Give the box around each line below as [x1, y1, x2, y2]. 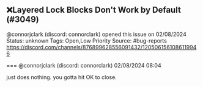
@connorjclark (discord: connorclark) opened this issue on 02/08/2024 [6, 30, 186, 38]
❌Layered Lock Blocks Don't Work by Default [6, 5, 182, 15]
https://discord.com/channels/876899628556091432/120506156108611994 [6, 43, 197, 50]
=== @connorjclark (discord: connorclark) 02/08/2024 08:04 [6, 61, 161, 69]
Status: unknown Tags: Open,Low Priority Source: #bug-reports [6, 37, 167, 44]
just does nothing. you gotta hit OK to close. [6, 73, 117, 81]
